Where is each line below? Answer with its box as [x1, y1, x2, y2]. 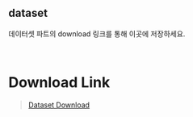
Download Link [8, 73, 111, 91]
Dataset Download [27, 100, 90, 110]
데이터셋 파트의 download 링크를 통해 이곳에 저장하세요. [8, 28, 186, 39]
